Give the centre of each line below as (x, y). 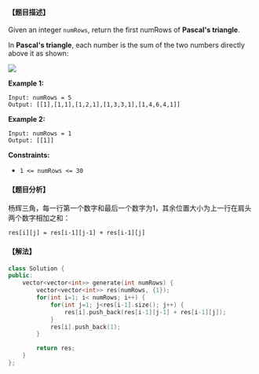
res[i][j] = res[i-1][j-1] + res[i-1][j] (77, 233)
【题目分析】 (29, 189)
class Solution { (36, 268)
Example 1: (26, 83)
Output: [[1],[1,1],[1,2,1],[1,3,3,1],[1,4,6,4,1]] (94, 105)
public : (21, 276)
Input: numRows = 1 (40, 134)
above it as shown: (38, 53)
